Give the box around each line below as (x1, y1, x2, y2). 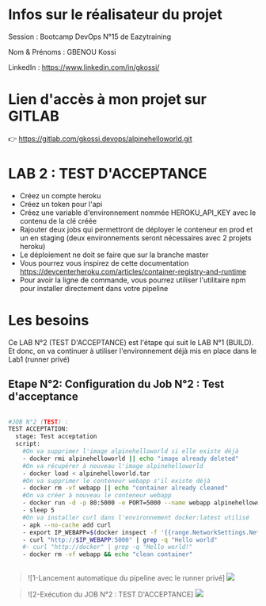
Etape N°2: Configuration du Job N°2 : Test (8, 378, 224, 391)
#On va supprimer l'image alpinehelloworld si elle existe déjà (22, 447, 239, 455)
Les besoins (8, 312, 89, 329)
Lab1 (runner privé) (8, 355, 70, 364)
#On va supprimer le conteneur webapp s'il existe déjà (22, 477, 211, 485)
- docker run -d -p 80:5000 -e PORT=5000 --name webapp (22, 499, 211, 507)
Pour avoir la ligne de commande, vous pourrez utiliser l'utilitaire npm (19, 275, 246, 285)
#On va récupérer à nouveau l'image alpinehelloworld (22, 462, 203, 470)
